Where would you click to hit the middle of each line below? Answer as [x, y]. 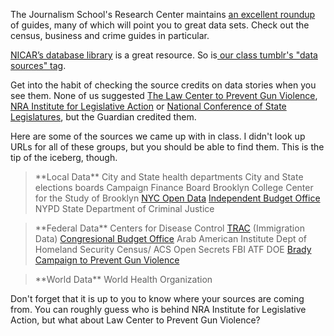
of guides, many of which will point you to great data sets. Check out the [160, 25]
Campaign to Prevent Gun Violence [107, 260]
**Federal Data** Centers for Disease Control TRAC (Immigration [169, 228]
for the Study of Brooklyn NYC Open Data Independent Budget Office [177, 198]
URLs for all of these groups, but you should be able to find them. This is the [167, 147]
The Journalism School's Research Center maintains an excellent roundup [163, 14]
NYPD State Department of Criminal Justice [124, 208]
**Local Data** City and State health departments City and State [169, 177]
